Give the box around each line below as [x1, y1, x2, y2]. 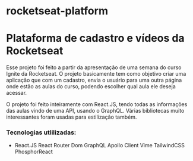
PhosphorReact [14, 148, 53, 156]
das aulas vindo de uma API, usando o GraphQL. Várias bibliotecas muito [6, 107, 185, 114]
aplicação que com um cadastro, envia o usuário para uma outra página [6, 76, 182, 84]
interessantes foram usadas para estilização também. [6, 113, 137, 120]
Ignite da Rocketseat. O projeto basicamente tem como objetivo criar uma [6, 70, 186, 78]
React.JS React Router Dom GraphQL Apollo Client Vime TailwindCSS [14, 142, 185, 149]
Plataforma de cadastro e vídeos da [6, 32, 185, 45]
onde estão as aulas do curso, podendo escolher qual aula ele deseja [6, 83, 176, 90]
